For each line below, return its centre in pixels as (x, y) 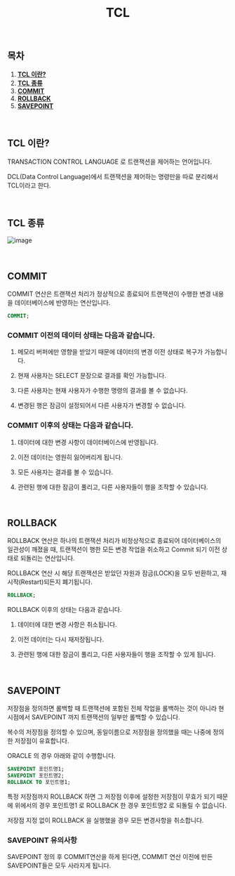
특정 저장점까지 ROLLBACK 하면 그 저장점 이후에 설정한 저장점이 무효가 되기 (111, 796)
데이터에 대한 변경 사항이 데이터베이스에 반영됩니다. (88, 442)
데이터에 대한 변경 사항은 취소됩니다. (67, 625)
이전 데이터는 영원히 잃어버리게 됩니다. (70, 457)
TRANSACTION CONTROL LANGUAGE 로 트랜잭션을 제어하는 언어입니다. (110, 162)
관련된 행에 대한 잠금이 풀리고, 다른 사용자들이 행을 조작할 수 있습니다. (113, 487)
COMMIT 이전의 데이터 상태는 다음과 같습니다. (81, 335)
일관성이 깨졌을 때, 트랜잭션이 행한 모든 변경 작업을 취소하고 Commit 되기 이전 (114, 549)
